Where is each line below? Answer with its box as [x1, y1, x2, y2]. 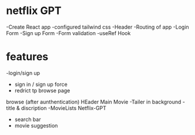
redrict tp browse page [14, 86, 70, 94]
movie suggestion [14, 122, 58, 129]
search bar [14, 116, 41, 123]
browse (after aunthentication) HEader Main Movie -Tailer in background [6, 98, 181, 105]
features [6, 50, 49, 64]
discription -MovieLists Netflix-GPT [21, 104, 107, 112]
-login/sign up [6, 69, 40, 77]
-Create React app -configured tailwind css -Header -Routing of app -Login [6, 23, 189, 30]
